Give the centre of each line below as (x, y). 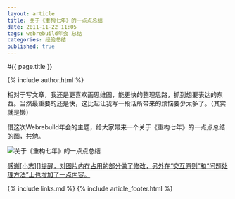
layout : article (31, 14)
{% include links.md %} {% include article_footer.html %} (90, 188)
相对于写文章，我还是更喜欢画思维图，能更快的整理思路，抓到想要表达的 (112, 95)
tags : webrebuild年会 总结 (45, 33)
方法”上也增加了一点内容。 (52, 174)
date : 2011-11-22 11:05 (42, 27)
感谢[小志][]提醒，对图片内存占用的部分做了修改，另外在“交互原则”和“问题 (114, 166)
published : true (31, 46)
